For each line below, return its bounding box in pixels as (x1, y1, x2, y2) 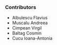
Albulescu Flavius (12, 15, 48, 21)
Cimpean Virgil (12, 25, 42, 31)
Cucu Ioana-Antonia (12, 35, 53, 41)
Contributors (5, 4, 37, 11)
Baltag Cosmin (12, 30, 42, 36)
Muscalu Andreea (12, 20, 48, 26)
